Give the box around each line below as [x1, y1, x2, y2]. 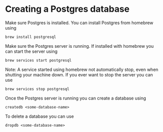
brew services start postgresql [5, 58, 72, 63]
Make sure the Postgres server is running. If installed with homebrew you [5, 43, 154, 49]
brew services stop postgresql [5, 86, 70, 92]
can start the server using [5, 48, 58, 54]
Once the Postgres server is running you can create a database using [5, 95, 147, 101]
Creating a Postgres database [5, 3, 130, 15]
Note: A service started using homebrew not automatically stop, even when [5, 66, 159, 72]
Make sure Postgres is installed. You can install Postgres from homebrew [5, 20, 154, 26]
